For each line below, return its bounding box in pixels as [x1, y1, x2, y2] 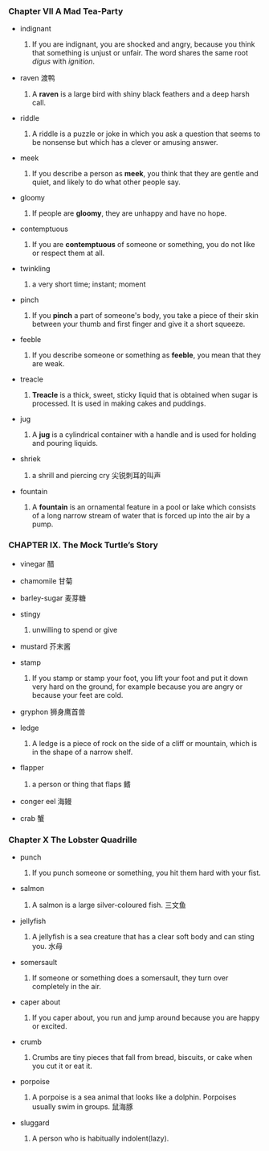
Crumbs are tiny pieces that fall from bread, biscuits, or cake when [31, 1052, 253, 1062]
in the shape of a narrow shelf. [31, 747, 133, 757]
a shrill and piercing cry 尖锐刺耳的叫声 [31, 471, 161, 481]
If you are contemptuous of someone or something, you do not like [31, 240, 255, 250]
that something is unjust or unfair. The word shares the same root [31, 48, 249, 58]
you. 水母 [31, 941, 63, 951]
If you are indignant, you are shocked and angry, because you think [31, 39, 255, 49]
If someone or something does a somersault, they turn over [31, 972, 229, 983]
